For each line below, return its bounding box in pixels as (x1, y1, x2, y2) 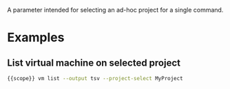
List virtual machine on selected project (7, 57, 181, 68)
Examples (7, 30, 65, 45)
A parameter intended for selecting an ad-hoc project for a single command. (7, 6, 224, 14)
